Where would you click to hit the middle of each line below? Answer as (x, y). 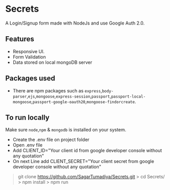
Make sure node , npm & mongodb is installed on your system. (66, 130)
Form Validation (29, 57)
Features (20, 39)
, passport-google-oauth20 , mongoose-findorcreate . (84, 101)
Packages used (30, 78)
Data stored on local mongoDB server (52, 62)
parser (20, 97)
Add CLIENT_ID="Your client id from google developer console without (87, 151)
